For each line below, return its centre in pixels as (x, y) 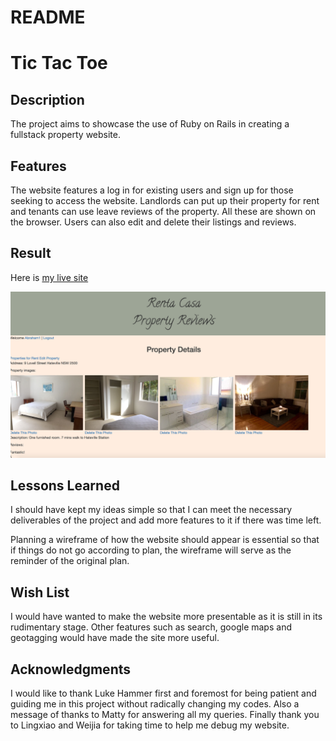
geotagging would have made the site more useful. (115, 638)
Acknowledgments (71, 669)
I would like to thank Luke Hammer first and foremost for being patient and (163, 693)
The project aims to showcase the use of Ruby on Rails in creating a (150, 124)
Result (31, 253)
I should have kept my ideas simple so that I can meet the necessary (151, 510)
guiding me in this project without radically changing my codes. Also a (155, 704)
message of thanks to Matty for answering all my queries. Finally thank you (165, 715)
